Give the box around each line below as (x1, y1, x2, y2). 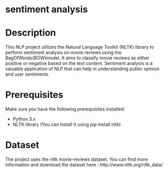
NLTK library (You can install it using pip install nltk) (12, 121, 121, 127)
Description (5, 27, 56, 39)
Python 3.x (12, 116, 36, 122)
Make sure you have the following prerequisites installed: (5, 106, 125, 112)
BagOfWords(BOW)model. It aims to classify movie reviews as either (5, 55, 150, 61)
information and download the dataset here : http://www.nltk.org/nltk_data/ (5, 162, 163, 167)
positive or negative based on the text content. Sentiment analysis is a (5, 60, 153, 67)
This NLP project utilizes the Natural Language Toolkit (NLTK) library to (5, 44, 154, 50)
